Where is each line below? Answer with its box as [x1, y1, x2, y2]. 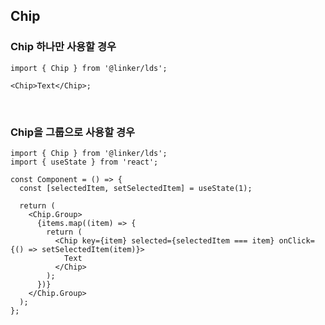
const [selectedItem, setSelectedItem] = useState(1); [19, 183, 253, 193]
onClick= [278, 235, 315, 246]
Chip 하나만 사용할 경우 [10, 40, 117, 54]
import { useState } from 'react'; [10, 157, 159, 167]
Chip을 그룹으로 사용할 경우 [10, 125, 136, 139]
